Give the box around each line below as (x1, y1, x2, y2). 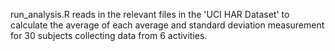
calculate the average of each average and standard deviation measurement (10, 19, 325, 31)
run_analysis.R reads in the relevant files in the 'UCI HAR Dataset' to (10, 9, 290, 20)
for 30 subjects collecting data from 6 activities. (10, 30, 208, 41)
